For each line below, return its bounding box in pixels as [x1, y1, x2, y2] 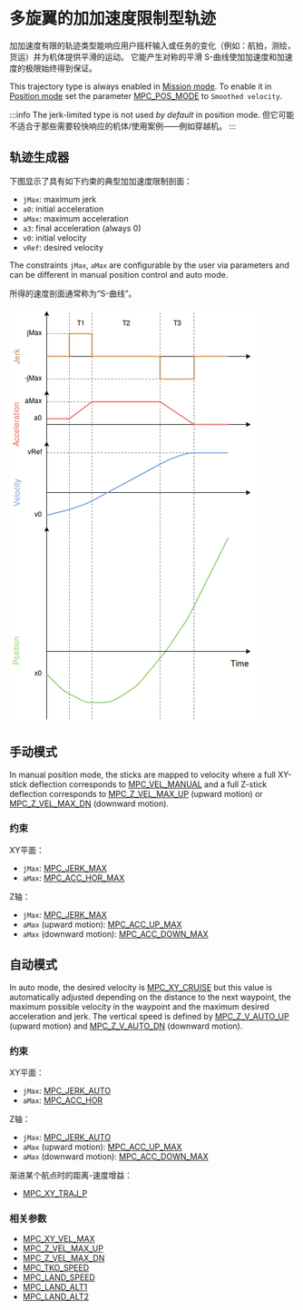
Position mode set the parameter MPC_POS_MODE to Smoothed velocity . [9, 90, 283, 101]
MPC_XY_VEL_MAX [22, 1234, 95, 1245]
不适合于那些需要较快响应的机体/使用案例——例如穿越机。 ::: [9, 120, 237, 132]
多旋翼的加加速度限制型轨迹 [9, 8, 217, 29]
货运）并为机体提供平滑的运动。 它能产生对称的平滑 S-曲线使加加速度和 [9, 51, 278, 62]
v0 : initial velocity [22, 232, 87, 243]
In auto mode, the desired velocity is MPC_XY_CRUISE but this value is [9, 981, 273, 992]
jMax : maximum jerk [22, 193, 97, 204]
